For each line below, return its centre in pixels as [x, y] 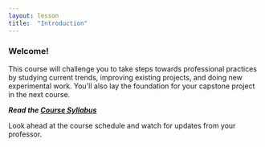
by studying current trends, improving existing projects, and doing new [126, 77]
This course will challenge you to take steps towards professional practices [132, 68]
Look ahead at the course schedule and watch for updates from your [122, 125]
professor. [25, 134]
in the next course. [39, 94]
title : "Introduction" [48, 23]
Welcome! [29, 51]
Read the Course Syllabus [53, 110]
